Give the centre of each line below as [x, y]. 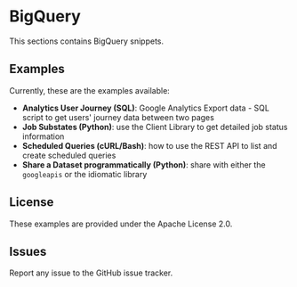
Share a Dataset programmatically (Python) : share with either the [144, 164]
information [43, 136]
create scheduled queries [69, 155]
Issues [28, 251]
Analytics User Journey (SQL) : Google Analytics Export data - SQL [145, 108]
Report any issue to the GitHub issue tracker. [91, 273]
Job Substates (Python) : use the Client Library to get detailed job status [155, 127]
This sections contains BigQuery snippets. [87, 41]
